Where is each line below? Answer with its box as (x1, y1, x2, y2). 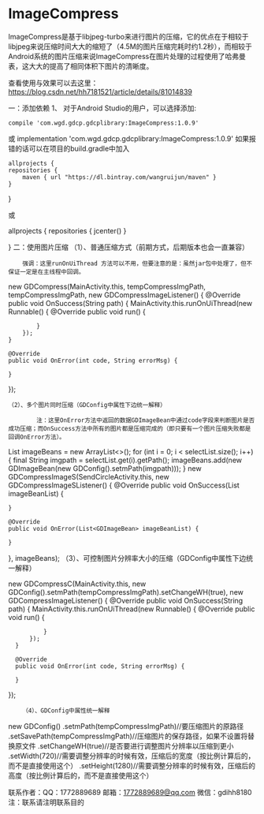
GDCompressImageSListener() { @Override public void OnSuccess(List (8, 480, 240, 490)
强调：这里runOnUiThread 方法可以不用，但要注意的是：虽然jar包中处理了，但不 (22, 260, 253, 267)
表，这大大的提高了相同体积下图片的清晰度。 (8, 61, 154, 71)
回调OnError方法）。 (8, 433, 65, 441)
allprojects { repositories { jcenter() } (8, 226, 127, 235)
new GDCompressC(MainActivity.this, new (8, 579, 147, 588)
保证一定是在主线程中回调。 (8, 267, 85, 276)
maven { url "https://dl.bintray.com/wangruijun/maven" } (22, 173, 217, 181)
